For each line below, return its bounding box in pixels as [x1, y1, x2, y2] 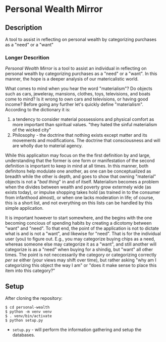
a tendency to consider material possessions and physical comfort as [12, 116, 155, 122]
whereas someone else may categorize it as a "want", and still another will [5, 241, 157, 247]
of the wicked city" [12, 127, 51, 133]
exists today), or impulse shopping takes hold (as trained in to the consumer [5, 189, 161, 195]
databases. [12, 332, 36, 338]
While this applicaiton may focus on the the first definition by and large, [5, 153, 151, 159]
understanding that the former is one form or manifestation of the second [5, 158, 155, 164]
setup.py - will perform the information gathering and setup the [12, 327, 142, 333]
